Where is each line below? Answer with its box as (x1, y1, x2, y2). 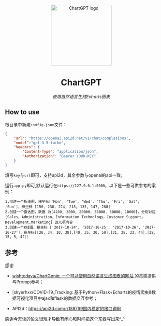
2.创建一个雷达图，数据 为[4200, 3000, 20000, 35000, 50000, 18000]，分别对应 (5, 209, 156, 214)
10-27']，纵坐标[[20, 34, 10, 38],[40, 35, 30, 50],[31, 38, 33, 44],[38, (5, 230, 156, 235)
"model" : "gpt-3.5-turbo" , (14, 140, 66, 145)
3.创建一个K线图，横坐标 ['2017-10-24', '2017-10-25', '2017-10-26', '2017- (5, 225, 156, 230)
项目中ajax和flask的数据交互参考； (29, 295, 98, 301)
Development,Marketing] (5, 220, 53, 225)
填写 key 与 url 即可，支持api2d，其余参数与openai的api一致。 (5, 172, 125, 178)
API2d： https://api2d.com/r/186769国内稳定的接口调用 (12, 306, 121, 311)
